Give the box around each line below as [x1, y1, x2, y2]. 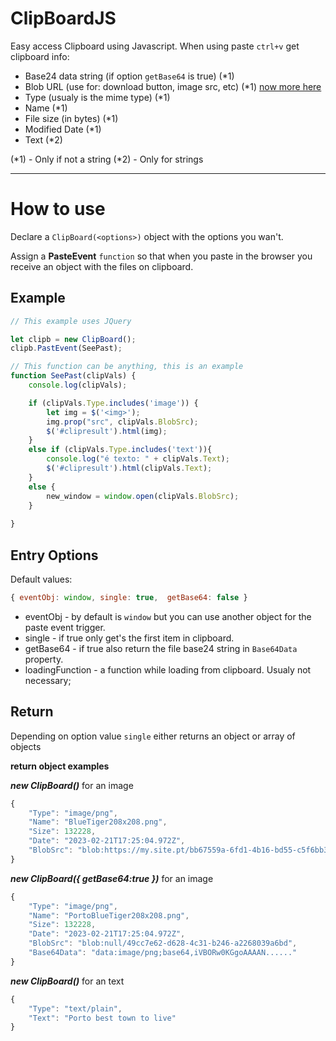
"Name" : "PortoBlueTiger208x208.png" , [28, 910, 190, 921]
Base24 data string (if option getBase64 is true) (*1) [24, 70, 235, 82]
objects [10, 740, 42, 752]
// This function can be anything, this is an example [10, 362, 244, 372]
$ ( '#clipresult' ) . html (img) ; [46, 426, 168, 436]
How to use [10, 198, 106, 221]
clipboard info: [10, 50, 70, 62]
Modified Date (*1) [24, 123, 102, 135]
